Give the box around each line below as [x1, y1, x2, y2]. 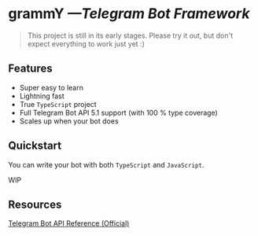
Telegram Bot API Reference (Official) [8, 219, 130, 228]
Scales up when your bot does [19, 116, 120, 126]
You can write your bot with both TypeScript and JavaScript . [8, 160, 205, 169]
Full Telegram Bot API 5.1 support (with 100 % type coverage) [19, 108, 218, 117]
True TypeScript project [19, 99, 97, 109]
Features [8, 62, 53, 76]
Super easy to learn [19, 83, 84, 92]
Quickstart [8, 139, 62, 153]
